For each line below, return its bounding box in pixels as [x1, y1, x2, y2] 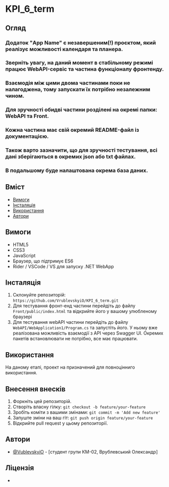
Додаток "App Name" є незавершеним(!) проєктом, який [5, 39, 156, 46]
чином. [5, 92, 25, 99]
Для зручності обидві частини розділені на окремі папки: [5, 106, 158, 113]
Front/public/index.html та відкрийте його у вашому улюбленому [12, 308, 157, 315]
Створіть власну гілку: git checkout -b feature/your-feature [12, 404, 146, 410]
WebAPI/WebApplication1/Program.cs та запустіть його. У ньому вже [12, 325, 158, 331]
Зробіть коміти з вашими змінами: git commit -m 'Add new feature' [12, 409, 160, 415]
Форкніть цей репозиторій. [12, 398, 72, 405]
